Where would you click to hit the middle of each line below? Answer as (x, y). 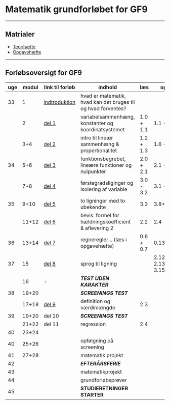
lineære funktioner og (106, 165)
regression (93, 324)
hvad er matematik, (103, 96)
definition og (95, 301)
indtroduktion (60, 102)
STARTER (92, 394)
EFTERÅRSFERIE (100, 363)
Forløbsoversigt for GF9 (44, 73)
